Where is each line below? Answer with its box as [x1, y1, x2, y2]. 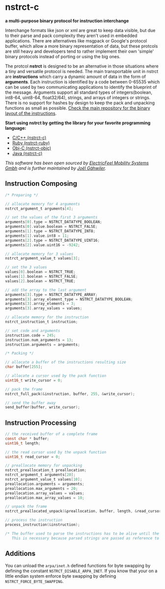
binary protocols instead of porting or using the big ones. [5, 53, 121, 59]
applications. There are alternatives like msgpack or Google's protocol [5, 37, 147, 43]
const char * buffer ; [5, 436, 50, 441]
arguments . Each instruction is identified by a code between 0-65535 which [5, 78, 160, 85]
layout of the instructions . [5, 110, 57, 116]
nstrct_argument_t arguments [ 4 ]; [5, 206, 74, 211]
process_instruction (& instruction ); [5, 522, 80, 527]
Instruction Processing [5, 418, 77, 427]
